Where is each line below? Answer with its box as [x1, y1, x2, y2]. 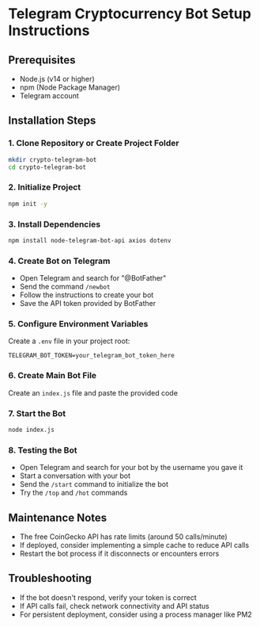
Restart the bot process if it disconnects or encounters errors [19, 549, 220, 558]
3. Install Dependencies [8, 219, 101, 230]
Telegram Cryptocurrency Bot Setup [8, 5, 251, 23]
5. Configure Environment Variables [8, 319, 149, 329]
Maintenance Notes [8, 510, 107, 524]
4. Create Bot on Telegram [8, 255, 111, 266]
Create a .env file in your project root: [8, 336, 130, 346]
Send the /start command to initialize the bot [19, 480, 168, 489]
